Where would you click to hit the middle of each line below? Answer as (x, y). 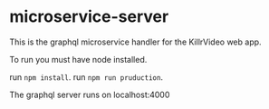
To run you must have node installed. (78, 59)
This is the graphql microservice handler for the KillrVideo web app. (135, 42)
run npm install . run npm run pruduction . (86, 77)
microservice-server (89, 17)
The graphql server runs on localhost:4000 (90, 94)
